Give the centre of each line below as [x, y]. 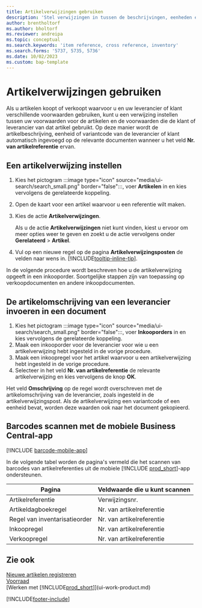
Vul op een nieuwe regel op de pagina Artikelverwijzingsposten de [99, 252]
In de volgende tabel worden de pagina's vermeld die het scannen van [93, 462]
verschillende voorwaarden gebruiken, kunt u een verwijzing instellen [92, 115]
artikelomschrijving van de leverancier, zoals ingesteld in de [80, 395]
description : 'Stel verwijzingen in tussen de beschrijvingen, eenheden [99, 17]
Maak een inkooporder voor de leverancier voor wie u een [87, 345]
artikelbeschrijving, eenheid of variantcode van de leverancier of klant [93, 134]
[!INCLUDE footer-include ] [38, 599]
